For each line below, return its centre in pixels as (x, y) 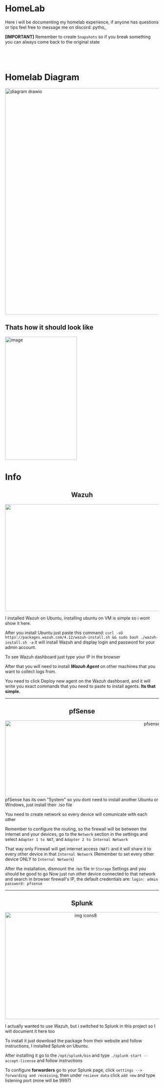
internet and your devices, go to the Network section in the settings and (76, 834)
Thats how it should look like (49, 327)
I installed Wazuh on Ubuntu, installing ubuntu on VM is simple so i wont (77, 618)
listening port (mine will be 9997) (38, 1081)
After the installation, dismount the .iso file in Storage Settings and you (76, 868)
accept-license (20, 1061)
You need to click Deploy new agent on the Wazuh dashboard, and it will (78, 681)
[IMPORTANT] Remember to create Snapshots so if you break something (78, 37)
